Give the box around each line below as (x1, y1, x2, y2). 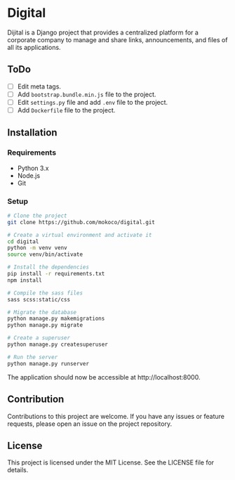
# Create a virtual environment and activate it (7, 231, 152, 238)
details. (7, 466, 29, 474)
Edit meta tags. (17, 82, 62, 91)
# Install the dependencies (7, 264, 90, 271)
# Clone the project (7, 212, 68, 219)
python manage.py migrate (7, 322, 83, 329)
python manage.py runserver (7, 360, 90, 367)
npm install (7, 276, 42, 284)
